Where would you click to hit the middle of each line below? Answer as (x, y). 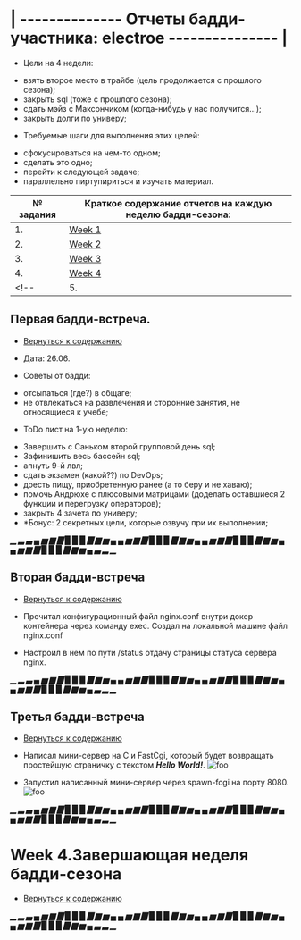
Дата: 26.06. (46, 358)
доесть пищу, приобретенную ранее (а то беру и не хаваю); (138, 484)
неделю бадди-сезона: (178, 214)
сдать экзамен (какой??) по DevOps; (93, 474)
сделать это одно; (58, 162)
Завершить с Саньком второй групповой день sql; (119, 446)
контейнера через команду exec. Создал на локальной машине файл (155, 625)
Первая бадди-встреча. (80, 319)
